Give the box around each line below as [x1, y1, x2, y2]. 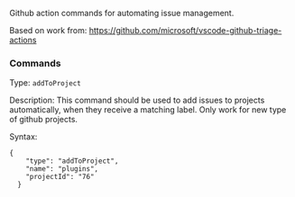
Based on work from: [9, 25, 88, 35]
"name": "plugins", [25, 165, 99, 174]
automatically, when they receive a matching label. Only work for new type [9, 104, 287, 115]
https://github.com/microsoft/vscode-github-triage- [88, 25, 282, 35]
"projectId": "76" [25, 173, 95, 182]
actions [9, 35, 37, 45]
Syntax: [9, 131, 38, 142]
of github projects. [9, 114, 78, 125]
